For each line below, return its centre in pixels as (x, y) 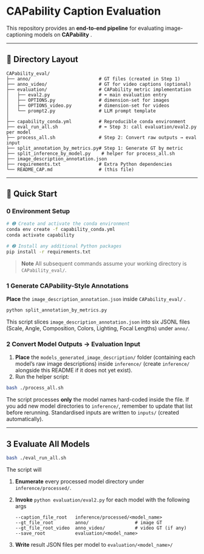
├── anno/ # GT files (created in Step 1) (93, 79)
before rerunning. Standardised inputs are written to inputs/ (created (93, 413)
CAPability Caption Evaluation (83, 11)
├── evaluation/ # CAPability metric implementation (99, 90)
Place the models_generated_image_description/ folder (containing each (105, 357)
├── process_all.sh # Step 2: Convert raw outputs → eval (102, 137)
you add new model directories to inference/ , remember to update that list (100, 406)
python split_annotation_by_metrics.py (57, 310)
